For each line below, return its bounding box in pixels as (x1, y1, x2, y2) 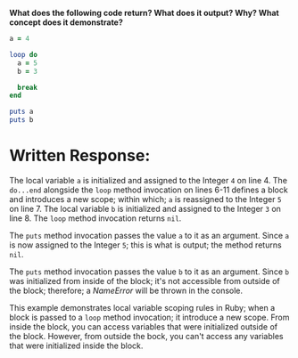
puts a (9, 107, 34, 117)
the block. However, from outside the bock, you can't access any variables (9, 330, 284, 341)
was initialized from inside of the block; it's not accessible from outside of (9, 275, 281, 286)
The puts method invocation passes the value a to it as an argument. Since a (9, 230, 290, 240)
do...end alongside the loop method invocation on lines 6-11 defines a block (9, 184, 288, 195)
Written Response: (9, 146, 151, 166)
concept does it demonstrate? (9, 17, 123, 28)
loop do (9, 50, 38, 59)
